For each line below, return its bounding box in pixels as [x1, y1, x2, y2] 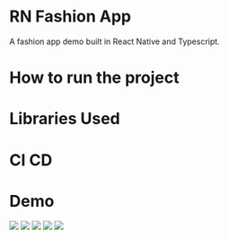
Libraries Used [9, 109, 120, 129]
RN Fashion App [9, 6, 132, 27]
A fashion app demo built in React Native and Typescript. [9, 36, 220, 47]
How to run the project [9, 67, 180, 88]
